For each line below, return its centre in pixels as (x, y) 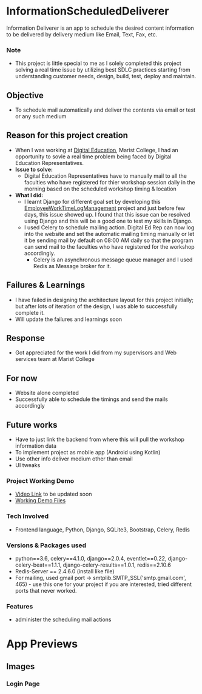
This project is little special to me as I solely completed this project (98, 63)
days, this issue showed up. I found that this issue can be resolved (107, 214)
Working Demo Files (40, 500)
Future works (32, 425)
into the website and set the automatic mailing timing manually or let (109, 234)
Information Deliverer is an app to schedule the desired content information (100, 28)
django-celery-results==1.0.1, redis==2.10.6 (117, 565)
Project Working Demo (40, 481)
